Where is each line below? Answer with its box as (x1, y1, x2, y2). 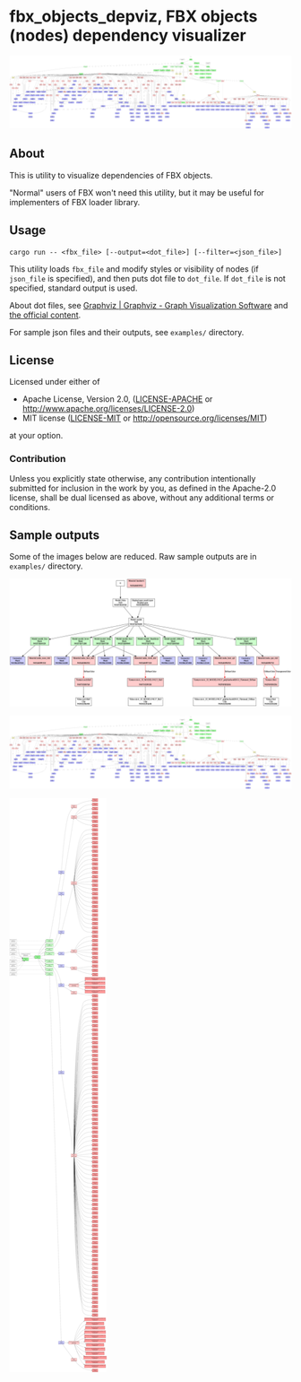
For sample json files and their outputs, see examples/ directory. (9, 326, 245, 337)
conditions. (9, 501, 51, 512)
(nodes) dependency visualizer (9, 25, 246, 46)
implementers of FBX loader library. (9, 196, 141, 207)
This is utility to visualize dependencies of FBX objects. (9, 169, 213, 180)
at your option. (9, 430, 64, 441)
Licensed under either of (9, 377, 100, 387)
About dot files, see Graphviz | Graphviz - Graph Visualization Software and (9, 300, 288, 310)
